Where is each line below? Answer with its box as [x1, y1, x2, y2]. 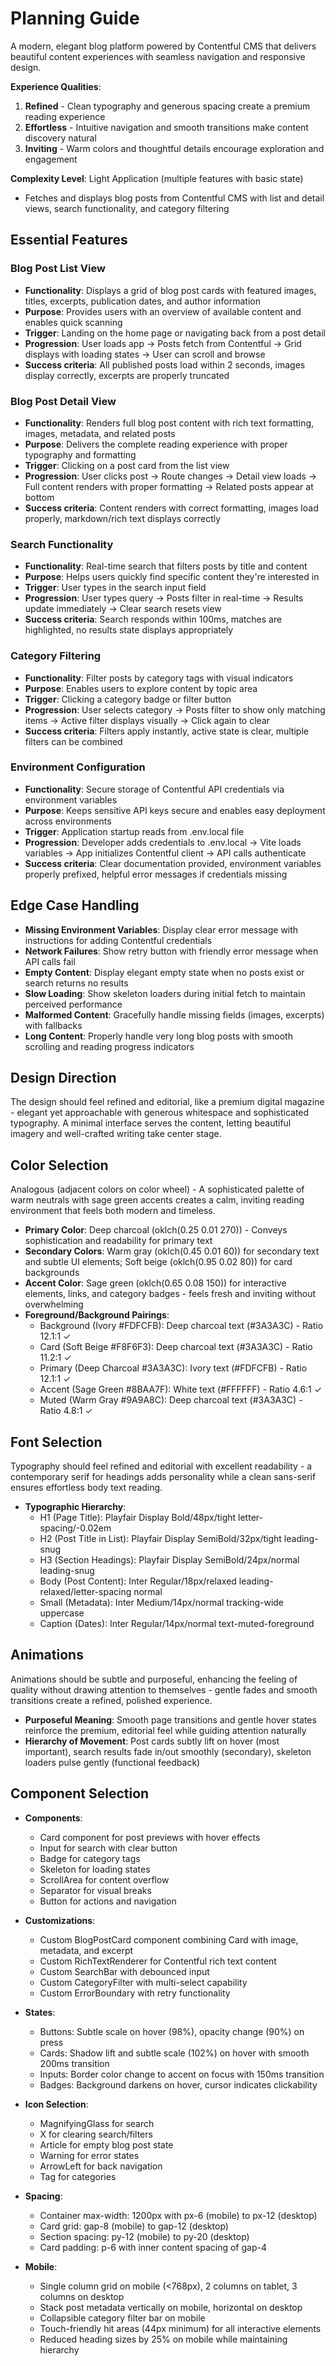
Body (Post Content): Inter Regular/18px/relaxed [39, 1575, 237, 1587]
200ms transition [39, 2057, 110, 2069]
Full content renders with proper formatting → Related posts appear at [24, 480, 314, 492]
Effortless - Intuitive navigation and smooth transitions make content [24, 121, 309, 133]
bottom [24, 491, 55, 503]
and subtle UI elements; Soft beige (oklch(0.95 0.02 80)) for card [24, 1256, 293, 1268]
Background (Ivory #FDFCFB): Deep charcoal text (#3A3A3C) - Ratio [39, 1320, 324, 1332]
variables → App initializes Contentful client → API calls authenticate [24, 847, 307, 859]
